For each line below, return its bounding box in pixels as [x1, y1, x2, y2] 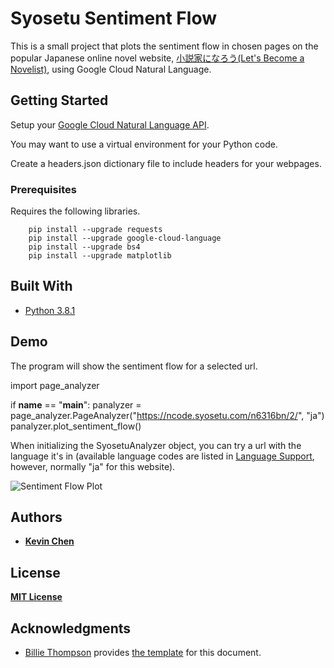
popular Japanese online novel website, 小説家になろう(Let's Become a [10, 52, 305, 64]
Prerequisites [10, 182, 77, 196]
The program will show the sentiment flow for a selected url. [10, 360, 258, 372]
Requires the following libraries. [10, 205, 141, 217]
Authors [10, 509, 63, 526]
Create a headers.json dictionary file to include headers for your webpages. [10, 157, 322, 169]
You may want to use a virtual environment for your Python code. [10, 138, 278, 150]
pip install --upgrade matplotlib [28, 251, 172, 261]
